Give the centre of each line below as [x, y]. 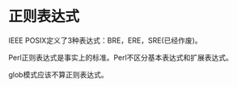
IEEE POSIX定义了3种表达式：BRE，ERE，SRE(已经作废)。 [105, 40]
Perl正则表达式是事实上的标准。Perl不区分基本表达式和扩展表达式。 [121, 57]
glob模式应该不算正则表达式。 [58, 74]
